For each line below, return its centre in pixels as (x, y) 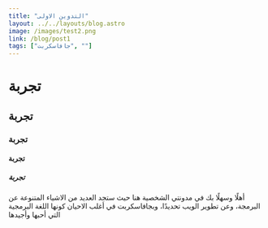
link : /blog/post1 (39, 39)
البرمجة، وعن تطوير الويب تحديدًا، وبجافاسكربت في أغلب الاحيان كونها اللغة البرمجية (134, 206)
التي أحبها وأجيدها (35, 215)
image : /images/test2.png (52, 31)
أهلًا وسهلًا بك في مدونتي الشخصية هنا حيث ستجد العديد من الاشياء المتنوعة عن (127, 198)
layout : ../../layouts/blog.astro (67, 24)
